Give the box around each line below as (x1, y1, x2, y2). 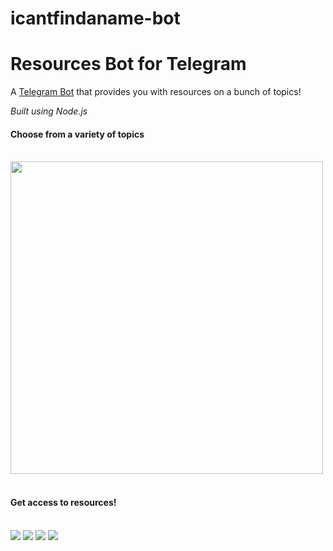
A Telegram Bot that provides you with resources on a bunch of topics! (10, 86, 302, 98)
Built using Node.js (10, 105, 88, 117)
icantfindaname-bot (10, 7, 181, 30)
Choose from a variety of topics (10, 128, 145, 140)
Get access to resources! (10, 496, 117, 508)
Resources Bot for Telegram (10, 53, 247, 76)
